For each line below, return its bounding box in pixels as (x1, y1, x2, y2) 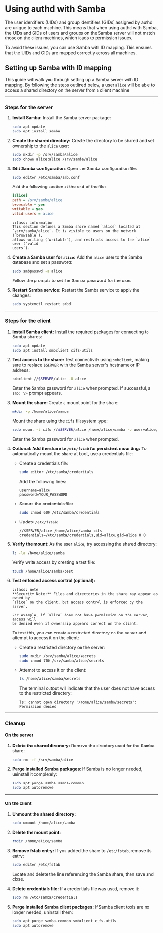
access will (12, 617, 36, 622)
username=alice (19, 488, 50, 493)
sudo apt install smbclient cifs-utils (12, 348, 93, 353)
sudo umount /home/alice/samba (12, 821, 76, 826)
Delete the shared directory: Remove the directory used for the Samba (12, 743, 155, 748)
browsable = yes (12, 202, 45, 207)
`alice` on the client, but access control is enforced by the (12, 600, 143, 605)
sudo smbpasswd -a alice (12, 269, 63, 274)
